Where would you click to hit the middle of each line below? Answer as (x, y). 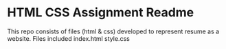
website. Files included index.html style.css (69, 38)
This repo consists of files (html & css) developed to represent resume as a (113, 31)
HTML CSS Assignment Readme (101, 13)
